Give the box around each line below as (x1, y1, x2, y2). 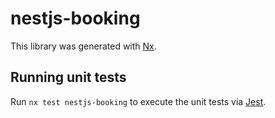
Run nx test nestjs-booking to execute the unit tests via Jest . (10, 95, 267, 107)
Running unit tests (10, 69, 127, 86)
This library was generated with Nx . (10, 40, 157, 52)
